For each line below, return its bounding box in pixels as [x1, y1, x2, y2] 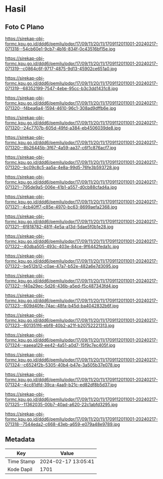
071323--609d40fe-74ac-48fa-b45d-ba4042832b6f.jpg [5, 303, 119, 308]
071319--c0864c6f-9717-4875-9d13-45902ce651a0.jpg [5, 66, 117, 71]
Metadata [5, 435, 35, 444]
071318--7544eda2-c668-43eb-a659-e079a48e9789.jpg [5, 422, 120, 427]
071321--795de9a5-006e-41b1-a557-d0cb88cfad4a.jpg [5, 184, 117, 190]
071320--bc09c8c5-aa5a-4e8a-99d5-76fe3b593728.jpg [5, 164, 119, 170]
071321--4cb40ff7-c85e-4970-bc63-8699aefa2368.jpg [5, 204, 118, 210]
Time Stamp [7, 458, 36, 465]
